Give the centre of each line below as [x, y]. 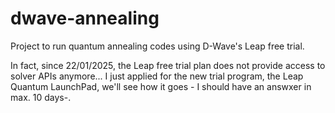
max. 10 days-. [41, 97]
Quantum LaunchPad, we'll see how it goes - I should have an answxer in [161, 86]
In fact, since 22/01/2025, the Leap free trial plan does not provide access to [168, 65]
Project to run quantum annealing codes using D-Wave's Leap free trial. [157, 46]
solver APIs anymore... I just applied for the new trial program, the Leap [157, 76]
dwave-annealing [85, 18]
